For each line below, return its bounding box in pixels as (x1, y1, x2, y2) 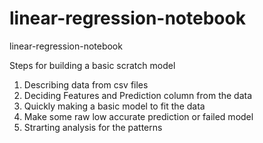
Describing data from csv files (23, 78, 149, 91)
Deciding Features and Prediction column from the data (23, 89, 253, 101)
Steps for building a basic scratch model (9, 59, 176, 71)
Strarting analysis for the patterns (23, 121, 163, 133)
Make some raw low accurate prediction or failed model (23, 110, 254, 122)
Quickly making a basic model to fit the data (23, 100, 206, 112)
